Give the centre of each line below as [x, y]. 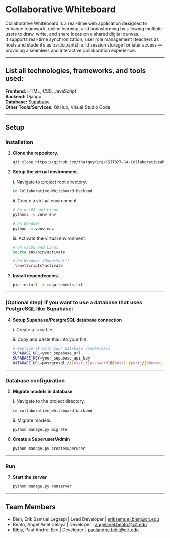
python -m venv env [33, 229]
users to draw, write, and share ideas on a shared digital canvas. [72, 34]
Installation [19, 142]
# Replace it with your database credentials [61, 349]
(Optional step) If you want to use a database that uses [74, 302]
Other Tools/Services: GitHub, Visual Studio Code [58, 107]
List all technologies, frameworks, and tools [76, 71]
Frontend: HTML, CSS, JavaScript [41, 91]
